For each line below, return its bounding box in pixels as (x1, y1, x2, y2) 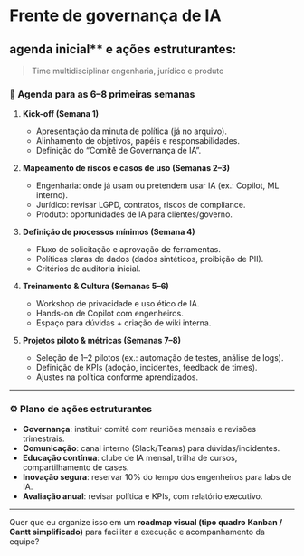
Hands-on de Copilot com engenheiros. (35, 308, 184, 319)
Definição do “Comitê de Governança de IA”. (35, 146, 202, 156)
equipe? (9, 535, 40, 547)
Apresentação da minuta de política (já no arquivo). (35, 126, 228, 137)
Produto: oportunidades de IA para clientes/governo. (35, 209, 233, 220)
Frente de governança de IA (9, 5, 222, 26)
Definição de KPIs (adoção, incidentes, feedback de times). (35, 363, 258, 373)
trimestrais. (22, 433, 65, 444)
